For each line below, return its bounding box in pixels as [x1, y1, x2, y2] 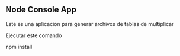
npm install [5, 43, 33, 50]
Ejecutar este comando [5, 32, 62, 39]
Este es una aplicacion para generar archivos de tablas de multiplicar [5, 20, 174, 27]
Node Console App [5, 5, 77, 15]
